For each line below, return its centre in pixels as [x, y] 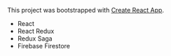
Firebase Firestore [43, 46]
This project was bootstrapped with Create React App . [86, 10]
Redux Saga [35, 38]
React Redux [36, 31]
